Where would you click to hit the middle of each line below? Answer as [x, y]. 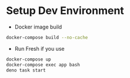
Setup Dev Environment [65, 11]
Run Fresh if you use [39, 48]
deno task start [26, 70]
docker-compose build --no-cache [47, 37]
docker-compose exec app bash [43, 65]
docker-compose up [29, 59]
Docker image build [38, 27]
